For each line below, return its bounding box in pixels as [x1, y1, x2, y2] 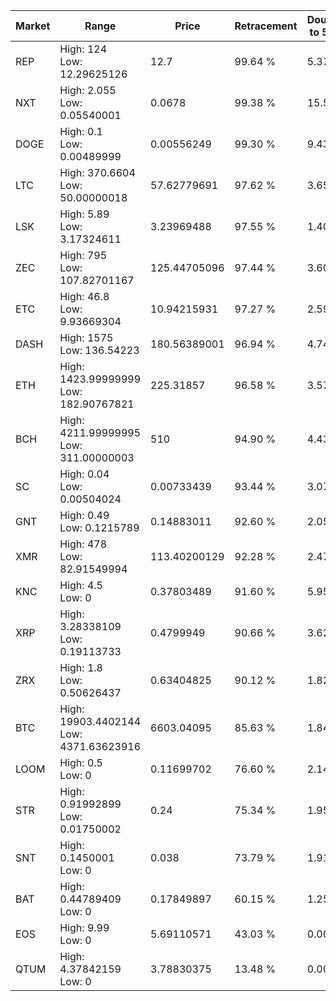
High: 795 [59, 249, 108, 262]
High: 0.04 [59, 467, 110, 481]
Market [15, 19, 51, 33]
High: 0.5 [59, 756, 103, 769]
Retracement [234, 19, 298, 33]
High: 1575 [59, 331, 114, 344]
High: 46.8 [59, 290, 110, 303]
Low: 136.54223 [59, 344, 140, 357]
